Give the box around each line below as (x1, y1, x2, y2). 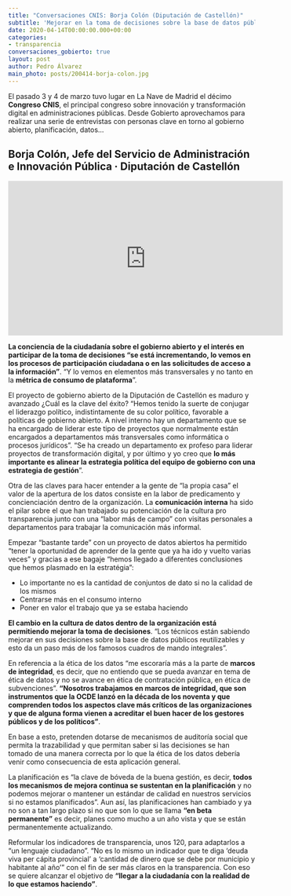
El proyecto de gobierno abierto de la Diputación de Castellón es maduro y (8, 390, 249, 400)
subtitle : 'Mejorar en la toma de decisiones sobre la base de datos (8, 19, 241, 27)
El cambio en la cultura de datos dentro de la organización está (8, 618, 217, 628)
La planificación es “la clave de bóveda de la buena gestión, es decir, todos (8, 773, 253, 782)
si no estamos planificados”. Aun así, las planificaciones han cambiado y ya (8, 798, 253, 807)
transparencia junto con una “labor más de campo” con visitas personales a (8, 514, 253, 524)
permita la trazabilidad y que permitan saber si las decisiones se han (8, 741, 230, 750)
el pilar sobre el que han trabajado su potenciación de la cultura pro (8, 506, 227, 515)
